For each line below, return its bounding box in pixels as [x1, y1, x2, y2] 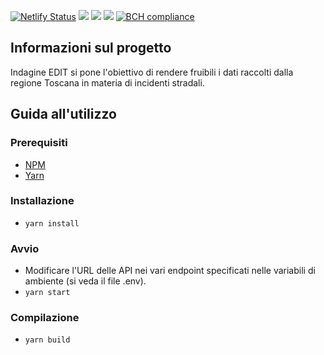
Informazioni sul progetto [10, 40, 172, 57]
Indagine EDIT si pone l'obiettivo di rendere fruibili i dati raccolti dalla [10, 66, 294, 78]
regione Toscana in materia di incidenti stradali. [10, 76, 205, 89]
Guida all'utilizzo [10, 106, 117, 123]
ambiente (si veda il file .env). [24, 275, 147, 287]
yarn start [24, 288, 71, 298]
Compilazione [10, 311, 80, 325]
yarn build [24, 335, 71, 345]
